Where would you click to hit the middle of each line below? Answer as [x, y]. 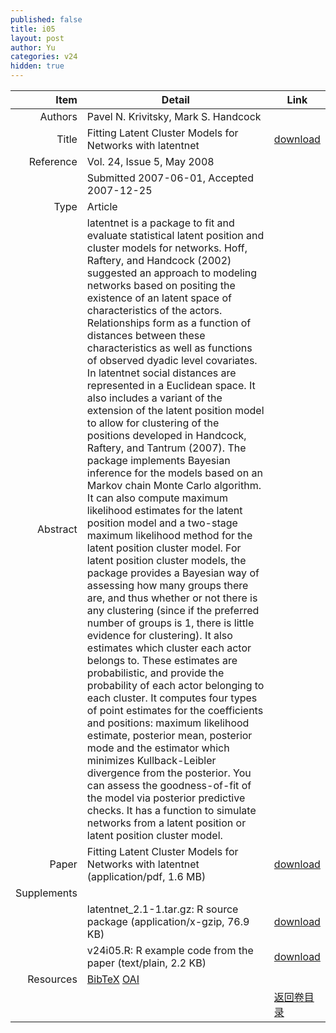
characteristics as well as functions [169, 348]
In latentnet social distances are [161, 373]
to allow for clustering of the [153, 423]
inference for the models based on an [174, 473]
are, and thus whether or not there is [172, 598]
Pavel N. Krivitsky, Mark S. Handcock [174, 116]
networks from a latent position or [166, 823]
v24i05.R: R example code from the [170, 950]
